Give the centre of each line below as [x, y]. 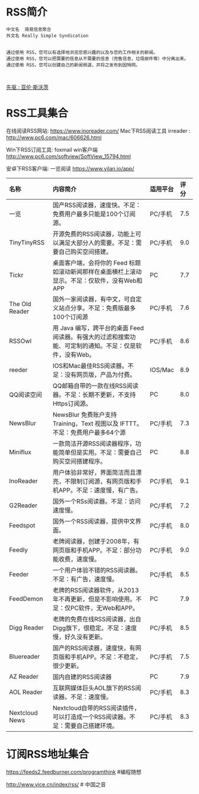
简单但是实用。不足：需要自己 [100, 452]
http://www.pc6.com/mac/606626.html [54, 137]
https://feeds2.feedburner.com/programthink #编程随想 [74, 771]
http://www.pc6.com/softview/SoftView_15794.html [69, 156]
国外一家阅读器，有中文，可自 [94, 299]
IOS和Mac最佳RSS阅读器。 [90, 366]
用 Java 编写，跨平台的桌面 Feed [98, 328]
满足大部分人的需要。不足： [97, 242]
